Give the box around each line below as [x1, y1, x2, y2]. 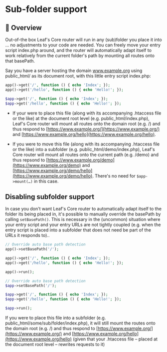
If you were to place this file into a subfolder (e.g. [5, 315, 106, 321]
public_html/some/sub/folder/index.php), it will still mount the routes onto [5, 320, 156, 326]
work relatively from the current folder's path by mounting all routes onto [5, 52, 155, 58]
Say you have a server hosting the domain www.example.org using [5, 67, 143, 73]
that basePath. [5, 58, 35, 63]
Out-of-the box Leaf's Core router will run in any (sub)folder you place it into [5, 36, 162, 42]
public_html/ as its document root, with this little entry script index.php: [5, 73, 151, 78]
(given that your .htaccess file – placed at [73, 336, 158, 342]
